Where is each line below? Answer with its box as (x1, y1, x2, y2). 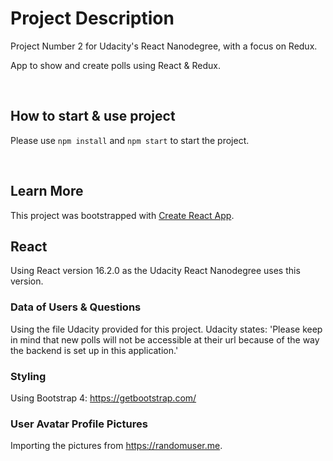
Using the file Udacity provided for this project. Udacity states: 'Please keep (10, 323, 323, 335)
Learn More (10, 183, 84, 200)
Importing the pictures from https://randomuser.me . (10, 440, 223, 452)
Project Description (10, 7, 175, 30)
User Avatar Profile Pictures (10, 417, 148, 431)
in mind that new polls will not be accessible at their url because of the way (10, 333, 320, 346)
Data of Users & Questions (10, 300, 142, 314)
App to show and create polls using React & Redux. (10, 59, 221, 71)
